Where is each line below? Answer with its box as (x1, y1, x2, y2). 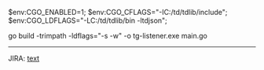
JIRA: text (8, 53, 40, 63)
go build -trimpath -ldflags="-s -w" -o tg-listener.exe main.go (8, 31, 208, 40)
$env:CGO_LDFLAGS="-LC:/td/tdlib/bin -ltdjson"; (8, 16, 167, 25)
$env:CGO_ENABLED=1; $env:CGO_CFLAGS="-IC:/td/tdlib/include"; (8, 8, 228, 17)
